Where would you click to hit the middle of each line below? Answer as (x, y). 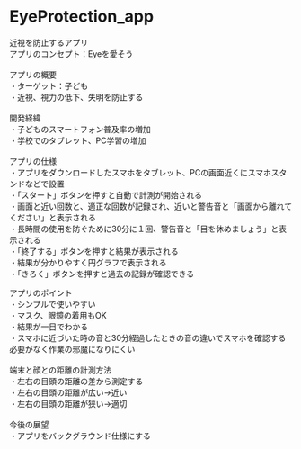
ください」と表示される (53, 217)
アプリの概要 (33, 75)
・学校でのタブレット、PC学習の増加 (78, 140)
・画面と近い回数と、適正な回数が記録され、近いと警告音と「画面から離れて (151, 206)
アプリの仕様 (33, 161)
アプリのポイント (41, 292)
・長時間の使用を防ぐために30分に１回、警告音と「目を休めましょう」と (144, 229)
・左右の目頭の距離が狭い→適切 (68, 403)
